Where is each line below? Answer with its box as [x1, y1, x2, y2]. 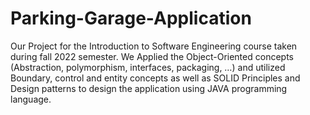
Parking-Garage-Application [10, 7, 252, 30]
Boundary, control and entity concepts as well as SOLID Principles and [10, 72, 301, 84]
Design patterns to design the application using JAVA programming [10, 82, 288, 94]
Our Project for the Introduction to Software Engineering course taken [10, 40, 298, 52]
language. [10, 93, 52, 105]
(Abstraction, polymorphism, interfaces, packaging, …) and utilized [10, 61, 286, 73]
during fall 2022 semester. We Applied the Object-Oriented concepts [10, 50, 294, 62]
